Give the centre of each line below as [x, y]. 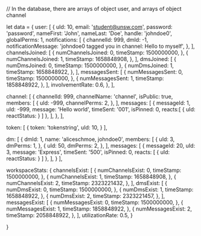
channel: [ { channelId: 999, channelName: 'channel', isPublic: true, [90, 97]
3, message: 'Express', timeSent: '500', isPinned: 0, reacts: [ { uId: [88, 152]
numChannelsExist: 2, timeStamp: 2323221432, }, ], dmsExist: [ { [87, 183]
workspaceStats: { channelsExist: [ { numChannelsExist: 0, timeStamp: [94, 170]
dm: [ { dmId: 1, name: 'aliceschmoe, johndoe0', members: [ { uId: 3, [91, 139]
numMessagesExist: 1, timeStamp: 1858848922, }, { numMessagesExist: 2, [99, 209]
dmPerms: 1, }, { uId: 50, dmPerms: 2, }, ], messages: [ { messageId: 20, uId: [101, 146]
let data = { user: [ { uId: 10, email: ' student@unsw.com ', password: [90, 27]
